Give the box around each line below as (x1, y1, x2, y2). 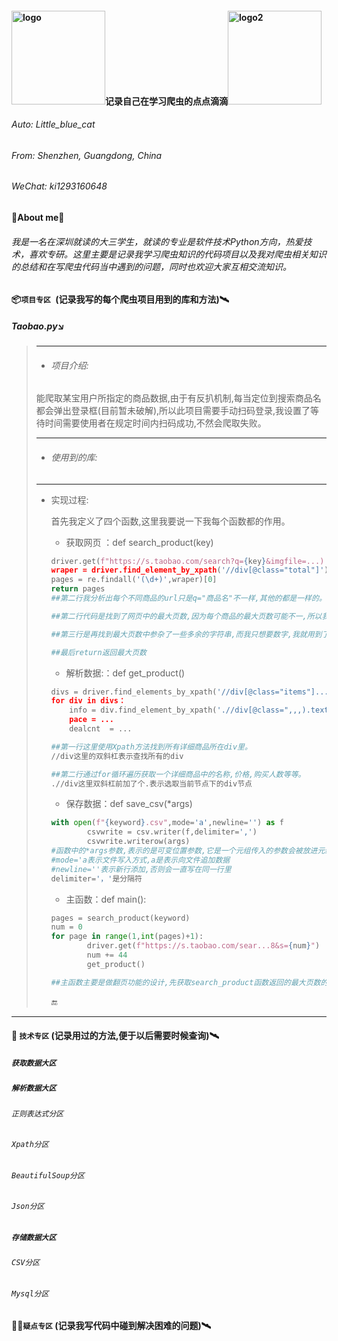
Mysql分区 (11, 1289, 49, 1299)
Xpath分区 (11, 1140, 49, 1150)
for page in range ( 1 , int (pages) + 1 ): (50, 932, 204, 942)
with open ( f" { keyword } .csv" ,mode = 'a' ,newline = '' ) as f (50, 818, 285, 828)
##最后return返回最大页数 (50, 647, 147, 657)
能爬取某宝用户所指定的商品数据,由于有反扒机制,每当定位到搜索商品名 (35, 392, 322, 404)
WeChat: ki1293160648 (11, 180, 108, 192)
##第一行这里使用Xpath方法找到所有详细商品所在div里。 (50, 742, 253, 752)
